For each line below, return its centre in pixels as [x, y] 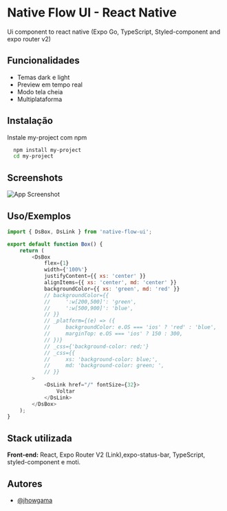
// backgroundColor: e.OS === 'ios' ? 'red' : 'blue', [130, 327]
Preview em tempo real [50, 85]
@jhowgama [35, 500]
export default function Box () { [55, 244]
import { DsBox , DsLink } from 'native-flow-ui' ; [80, 232]
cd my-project [33, 156]
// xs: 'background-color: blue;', [101, 359]
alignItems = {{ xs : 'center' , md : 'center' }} [110, 283]
